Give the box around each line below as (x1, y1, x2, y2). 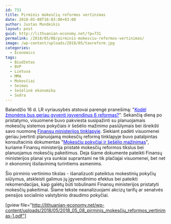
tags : (5, 54, 17, 60)
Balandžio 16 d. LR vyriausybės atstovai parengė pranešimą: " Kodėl (5, 106, 147, 113)
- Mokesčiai (10, 78, 36, 83)
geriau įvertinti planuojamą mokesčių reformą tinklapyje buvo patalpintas (5, 133, 158, 140)
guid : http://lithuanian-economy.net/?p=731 (5, 31, 101, 36)
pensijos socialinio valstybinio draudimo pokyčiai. (5, 192, 109, 199)
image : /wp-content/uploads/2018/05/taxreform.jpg (5, 41, 115, 46)
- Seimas (10, 83, 28, 88)
